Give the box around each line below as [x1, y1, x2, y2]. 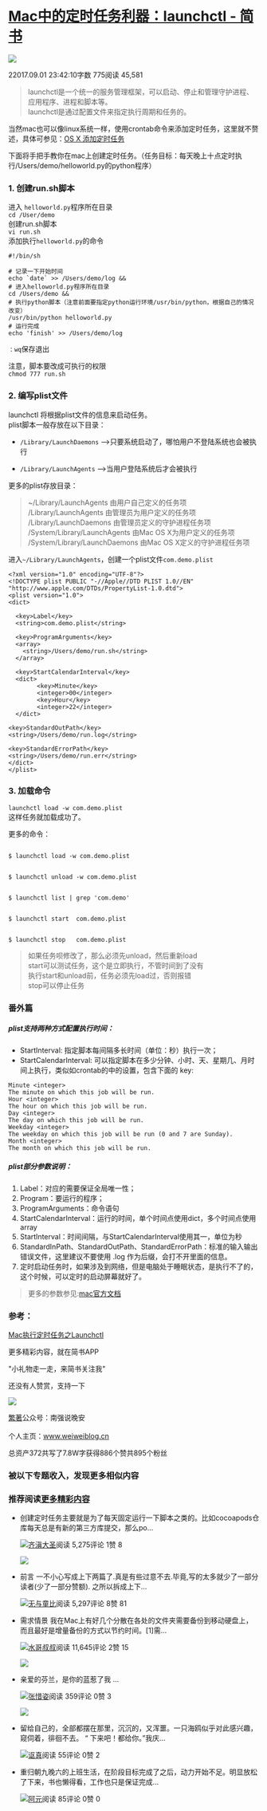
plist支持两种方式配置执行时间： [8, 1024, 114, 1033]
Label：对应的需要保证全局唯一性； [19, 1183, 136, 1193]
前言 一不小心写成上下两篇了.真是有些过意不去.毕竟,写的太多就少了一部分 [19, 1572, 259, 1581]
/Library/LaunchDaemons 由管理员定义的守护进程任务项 [27, 518, 211, 527]
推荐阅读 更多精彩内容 [8, 1493, 90, 1504]
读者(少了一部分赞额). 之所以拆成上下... [19, 1582, 147, 1592]
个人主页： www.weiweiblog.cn [8, 1431, 110, 1440]
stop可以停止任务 [27, 980, 85, 990]
